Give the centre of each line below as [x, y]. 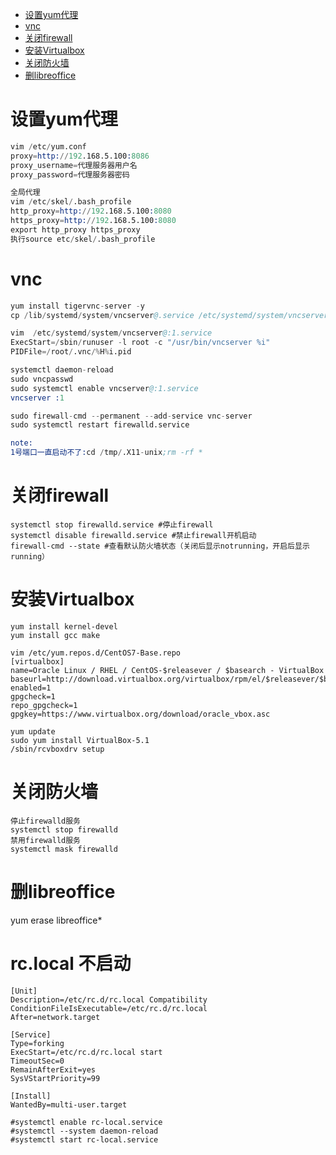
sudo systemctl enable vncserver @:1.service [104, 388]
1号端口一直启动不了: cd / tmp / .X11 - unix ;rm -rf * [106, 453]
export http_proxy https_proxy [75, 229]
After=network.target [55, 1017]
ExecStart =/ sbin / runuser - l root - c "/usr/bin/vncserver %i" [140, 343]
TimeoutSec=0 [37, 1061]
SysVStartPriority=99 [55, 1078]
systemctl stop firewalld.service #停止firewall [112, 524]
